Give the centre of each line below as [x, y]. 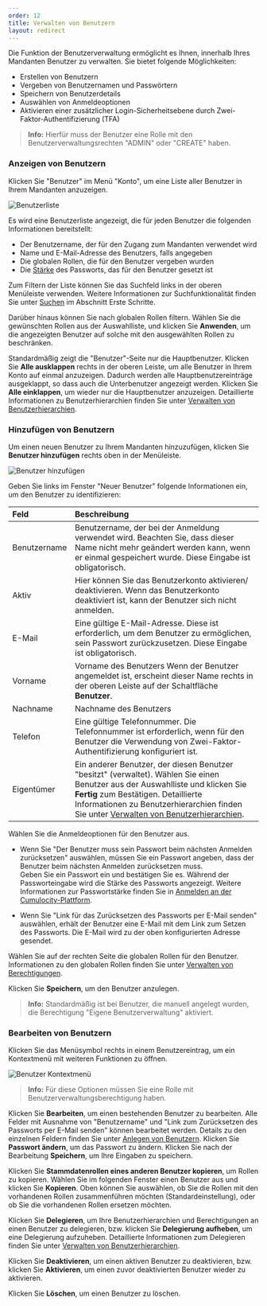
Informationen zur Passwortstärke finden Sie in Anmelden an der [126, 891]
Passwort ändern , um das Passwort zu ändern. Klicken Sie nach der [120, 1148]
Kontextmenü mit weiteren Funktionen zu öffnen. [88, 1058]
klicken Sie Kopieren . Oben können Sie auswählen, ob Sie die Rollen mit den [133, 1188]
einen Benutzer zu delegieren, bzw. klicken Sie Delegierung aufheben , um [130, 1229]
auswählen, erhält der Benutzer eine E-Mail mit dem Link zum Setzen [133, 923]
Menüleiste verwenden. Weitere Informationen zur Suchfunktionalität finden [132, 293]
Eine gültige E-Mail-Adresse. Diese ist [147, 623]
